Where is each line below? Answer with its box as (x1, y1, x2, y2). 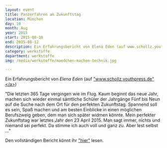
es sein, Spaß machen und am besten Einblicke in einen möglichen (5, 107, 142, 113)
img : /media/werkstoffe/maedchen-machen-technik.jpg (5, 58, 117, 63)
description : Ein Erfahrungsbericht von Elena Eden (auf (5, 44, 126, 49)
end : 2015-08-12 (5, 40, 39, 45)
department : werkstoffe (5, 53, 55, 59)
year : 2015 (5, 30, 28, 35)
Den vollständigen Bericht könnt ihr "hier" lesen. (5, 138, 104, 144)
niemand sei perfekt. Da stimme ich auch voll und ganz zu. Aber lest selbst (5, 123, 158, 129)
